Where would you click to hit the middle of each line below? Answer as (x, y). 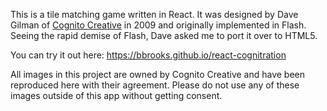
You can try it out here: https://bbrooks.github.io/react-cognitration (148, 55)
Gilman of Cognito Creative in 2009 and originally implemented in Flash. (158, 25)
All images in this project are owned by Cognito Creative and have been (158, 74)
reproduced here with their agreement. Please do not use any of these (155, 85)
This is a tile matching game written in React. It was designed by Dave (154, 14)
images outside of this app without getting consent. (116, 95)
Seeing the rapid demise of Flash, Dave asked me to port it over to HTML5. (164, 35)
